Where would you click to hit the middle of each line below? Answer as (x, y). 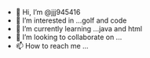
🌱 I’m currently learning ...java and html (79, 29)
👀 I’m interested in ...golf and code (71, 20)
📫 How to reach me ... (52, 46)
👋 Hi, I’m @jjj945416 (48, 12)
